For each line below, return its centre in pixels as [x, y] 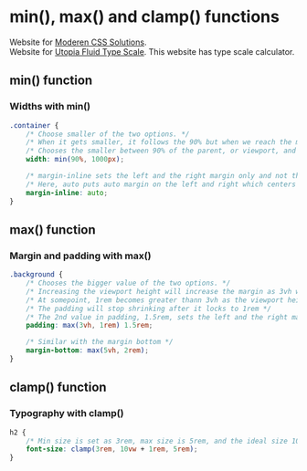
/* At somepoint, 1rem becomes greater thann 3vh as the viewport [155, 300]
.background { [37, 275]
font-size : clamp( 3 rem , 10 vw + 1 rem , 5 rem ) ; [112, 449]
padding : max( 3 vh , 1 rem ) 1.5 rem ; [90, 326]
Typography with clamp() [67, 413]
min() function [51, 81]
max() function [53, 230]
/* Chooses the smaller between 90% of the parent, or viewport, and [161, 151]
